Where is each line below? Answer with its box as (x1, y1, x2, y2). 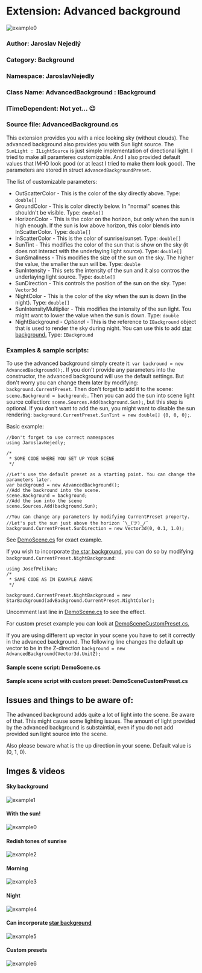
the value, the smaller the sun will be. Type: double (14, 260, 140, 267)
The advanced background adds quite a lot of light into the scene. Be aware (6, 711, 195, 719)
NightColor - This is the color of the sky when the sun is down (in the (14, 292, 187, 300)
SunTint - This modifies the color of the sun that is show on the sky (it (14, 241, 189, 248)
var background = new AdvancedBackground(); (6, 482, 120, 488)
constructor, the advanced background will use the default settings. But (6, 373, 185, 380)
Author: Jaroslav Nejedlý (6, 39, 81, 48)
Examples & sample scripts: (6, 346, 89, 354)
